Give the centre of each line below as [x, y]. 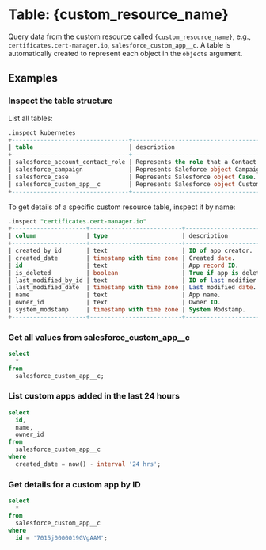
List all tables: [30, 118]
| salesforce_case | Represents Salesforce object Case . [133, 177]
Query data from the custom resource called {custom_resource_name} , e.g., [129, 36]
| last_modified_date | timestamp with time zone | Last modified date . [133, 288]
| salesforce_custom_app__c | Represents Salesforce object [122, 184]
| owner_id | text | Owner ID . [115, 303]
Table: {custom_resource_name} [118, 15]
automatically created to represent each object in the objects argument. [125, 53]
